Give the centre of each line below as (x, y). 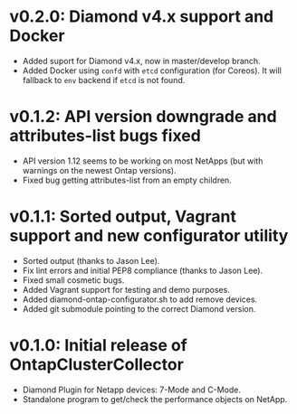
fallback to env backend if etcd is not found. (104, 80)
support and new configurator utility (149, 236)
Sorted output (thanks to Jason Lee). (91, 260)
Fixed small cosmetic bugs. (73, 280)
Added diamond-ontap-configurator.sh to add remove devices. (140, 299)
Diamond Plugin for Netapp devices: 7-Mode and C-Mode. (132, 390)
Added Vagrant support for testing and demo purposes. (126, 289)
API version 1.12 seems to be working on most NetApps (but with (143, 161)
